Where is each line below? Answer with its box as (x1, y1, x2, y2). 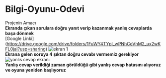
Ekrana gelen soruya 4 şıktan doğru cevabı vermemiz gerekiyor (5, 51, 139, 57)
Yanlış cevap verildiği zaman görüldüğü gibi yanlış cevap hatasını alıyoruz (5, 62, 161, 68)
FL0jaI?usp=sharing (5, 46, 46, 52)
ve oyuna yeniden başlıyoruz (5, 67, 66, 73)
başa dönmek (5, 30, 34, 36)
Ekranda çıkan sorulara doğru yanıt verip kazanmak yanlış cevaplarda (5, 25, 152, 31)
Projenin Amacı (5, 20, 36, 26)
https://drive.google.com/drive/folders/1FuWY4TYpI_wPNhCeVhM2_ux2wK (6, 40, 161, 46)
